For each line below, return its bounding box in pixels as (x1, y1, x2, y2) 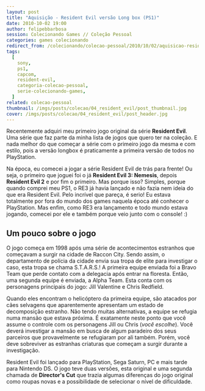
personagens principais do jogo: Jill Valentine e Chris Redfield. (6, 283, 164, 291)
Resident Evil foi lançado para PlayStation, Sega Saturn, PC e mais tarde (6, 359, 188, 366)
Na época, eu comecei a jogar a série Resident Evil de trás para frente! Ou (6, 165, 193, 172)
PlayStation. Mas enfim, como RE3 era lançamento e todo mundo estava (6, 204, 188, 211)
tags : (6, 49, 20, 55)
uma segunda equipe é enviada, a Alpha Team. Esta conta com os (6, 277, 172, 284)
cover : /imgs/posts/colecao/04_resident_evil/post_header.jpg (6, 111, 168, 117)
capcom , (17, 71, 37, 77)
